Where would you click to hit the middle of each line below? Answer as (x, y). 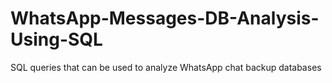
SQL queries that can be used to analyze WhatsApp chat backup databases (166, 67)
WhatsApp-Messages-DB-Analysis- (165, 18)
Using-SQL (56, 39)
